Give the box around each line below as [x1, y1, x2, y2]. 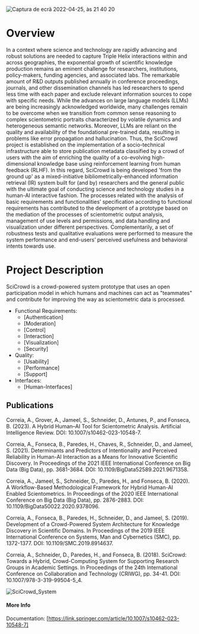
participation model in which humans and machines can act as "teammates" [6, 289, 192, 296]
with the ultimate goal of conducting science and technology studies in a [6, 185, 184, 192]
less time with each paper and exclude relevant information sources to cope [6, 90, 192, 98]
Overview [6, 27, 55, 40]
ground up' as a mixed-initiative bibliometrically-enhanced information [6, 173, 178, 180]
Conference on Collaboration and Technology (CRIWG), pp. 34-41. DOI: [6, 570, 181, 577]
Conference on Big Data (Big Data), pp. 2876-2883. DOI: [6, 496, 144, 504]
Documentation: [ [6, 614, 49, 622]
